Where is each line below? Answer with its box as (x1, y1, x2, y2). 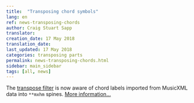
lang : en (6, 14, 28, 20)
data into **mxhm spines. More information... (6, 91, 111, 98)
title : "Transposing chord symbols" (6, 8, 99, 15)
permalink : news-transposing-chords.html (6, 57, 109, 63)
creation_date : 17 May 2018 (6, 36, 75, 42)
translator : (6, 30, 35, 36)
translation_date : (6, 42, 51, 47)
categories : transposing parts (6, 52, 83, 58)
